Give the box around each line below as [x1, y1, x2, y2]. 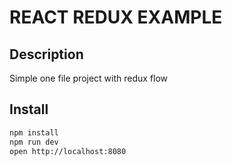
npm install [9, 127, 59, 138]
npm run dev [9, 137, 59, 147]
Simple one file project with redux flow [9, 72, 169, 84]
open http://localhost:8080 [9, 146, 127, 156]
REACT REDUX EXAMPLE [9, 6, 223, 29]
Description [9, 46, 84, 63]
